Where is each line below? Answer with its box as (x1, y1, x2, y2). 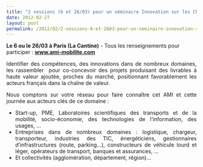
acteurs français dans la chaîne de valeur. (6, 80, 111, 87)
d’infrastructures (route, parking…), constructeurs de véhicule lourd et (14, 141, 197, 148)
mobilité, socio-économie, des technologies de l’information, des (14, 116, 197, 123)
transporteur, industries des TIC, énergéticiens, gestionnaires (14, 135, 197, 142)
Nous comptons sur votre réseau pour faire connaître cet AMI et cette (6, 91, 197, 98)
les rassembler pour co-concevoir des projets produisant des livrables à (6, 67, 197, 74)
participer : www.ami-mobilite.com (6, 49, 95, 56)
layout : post (6, 20, 39, 26)
